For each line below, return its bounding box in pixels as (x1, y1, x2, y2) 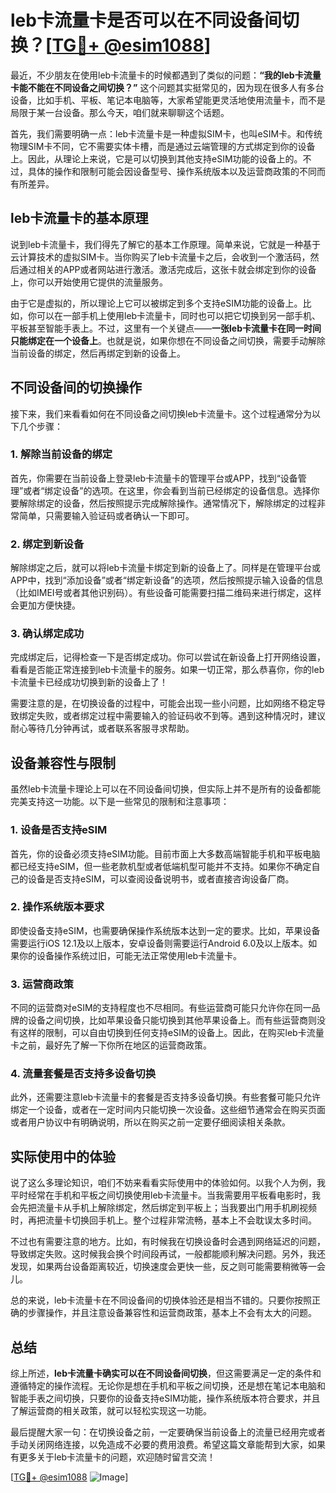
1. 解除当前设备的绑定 (10, 447, 113, 461)
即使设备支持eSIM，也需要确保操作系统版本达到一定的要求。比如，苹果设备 (10, 924, 321, 936)
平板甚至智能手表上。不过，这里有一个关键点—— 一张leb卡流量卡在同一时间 (10, 322, 322, 334)
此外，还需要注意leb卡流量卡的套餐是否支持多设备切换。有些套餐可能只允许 (10, 1091, 322, 1103)
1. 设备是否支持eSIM (10, 823, 108, 837)
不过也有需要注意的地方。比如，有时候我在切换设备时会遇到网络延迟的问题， (10, 1236, 326, 1248)
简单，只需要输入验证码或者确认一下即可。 (18, 509, 195, 521)
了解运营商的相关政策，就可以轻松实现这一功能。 (10, 1405, 212, 1417)
